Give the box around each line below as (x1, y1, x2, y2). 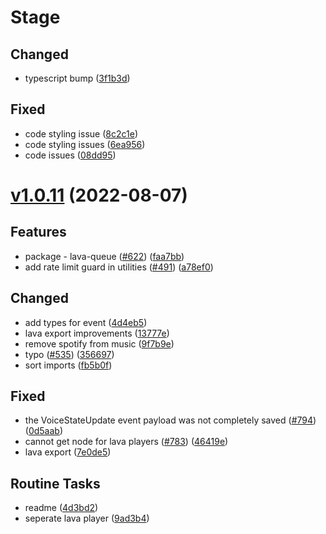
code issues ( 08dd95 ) (24, 149, 117, 161)
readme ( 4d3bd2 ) (24, 502, 99, 514)
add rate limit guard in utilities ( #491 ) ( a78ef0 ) (24, 261, 214, 273)
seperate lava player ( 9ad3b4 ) (24, 512, 150, 525)
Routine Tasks (10, 475, 101, 492)
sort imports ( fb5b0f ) (24, 359, 113, 371)
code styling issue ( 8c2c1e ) (24, 127, 138, 140)
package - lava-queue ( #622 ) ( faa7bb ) (24, 250, 185, 262)
